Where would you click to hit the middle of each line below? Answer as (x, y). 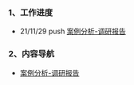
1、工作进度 (31, 12)
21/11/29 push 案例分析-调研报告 (73, 31)
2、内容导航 (32, 54)
